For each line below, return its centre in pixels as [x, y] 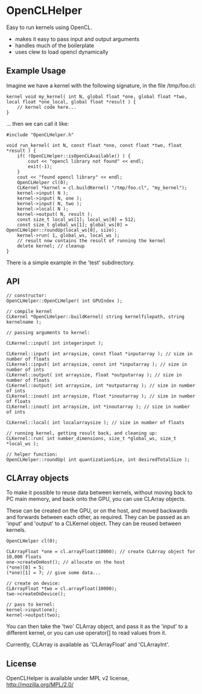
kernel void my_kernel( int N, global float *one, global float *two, [97, 97]
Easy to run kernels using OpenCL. [49, 27]
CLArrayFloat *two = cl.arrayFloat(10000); [62, 589]
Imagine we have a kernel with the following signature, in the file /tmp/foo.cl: [101, 85]
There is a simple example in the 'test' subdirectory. [71, 262]
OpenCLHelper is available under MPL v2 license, [68, 678]
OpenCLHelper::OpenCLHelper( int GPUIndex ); [64, 301]
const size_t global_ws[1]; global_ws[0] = [73, 224]
